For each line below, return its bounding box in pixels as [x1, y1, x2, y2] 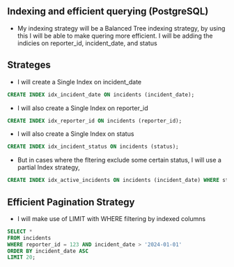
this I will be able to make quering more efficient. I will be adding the [17, 31, 213, 40]
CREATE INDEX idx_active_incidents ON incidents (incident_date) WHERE [7, 177, 219, 184]
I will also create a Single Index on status [17, 130, 134, 138]
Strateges [7, 59, 51, 71]
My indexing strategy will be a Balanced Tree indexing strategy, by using [17, 24, 226, 32]
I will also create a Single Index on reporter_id [17, 104, 148, 112]
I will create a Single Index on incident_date [17, 77, 142, 86]
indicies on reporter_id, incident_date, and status [17, 38, 158, 47]
